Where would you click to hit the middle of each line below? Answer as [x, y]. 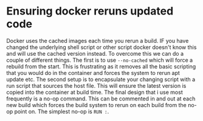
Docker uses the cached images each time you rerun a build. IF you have [98, 41]
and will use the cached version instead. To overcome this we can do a [95, 53]
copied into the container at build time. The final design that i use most [95, 92]
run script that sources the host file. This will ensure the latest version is [96, 85]
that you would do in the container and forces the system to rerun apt [93, 73]
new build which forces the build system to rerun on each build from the [96, 105]
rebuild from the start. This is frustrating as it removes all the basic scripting [101, 66]
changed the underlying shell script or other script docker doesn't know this [101, 47]
